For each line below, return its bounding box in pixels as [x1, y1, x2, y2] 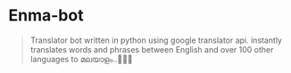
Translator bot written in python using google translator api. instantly [29, 35, 283, 45]
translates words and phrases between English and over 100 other [29, 44, 274, 54]
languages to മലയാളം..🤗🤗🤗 [29, 53, 133, 64]
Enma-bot [8, 5, 84, 26]
